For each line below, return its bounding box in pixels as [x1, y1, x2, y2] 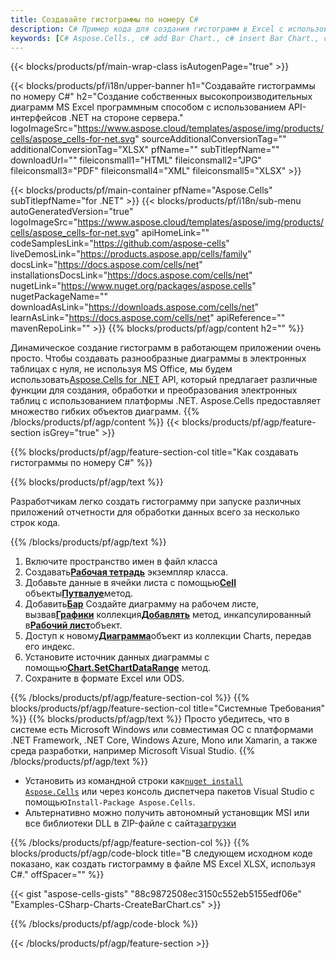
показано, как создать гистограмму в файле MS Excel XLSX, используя [10, 858, 316, 870]
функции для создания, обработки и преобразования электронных [10, 384, 298, 396]
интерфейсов [10, 112, 67, 124]
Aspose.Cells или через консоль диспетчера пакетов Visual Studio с [24, 786, 315, 798]
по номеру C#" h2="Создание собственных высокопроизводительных [10, 91, 313, 103]
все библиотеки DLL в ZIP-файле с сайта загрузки [24, 817, 237, 830]
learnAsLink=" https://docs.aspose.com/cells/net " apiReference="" [10, 312, 286, 324]
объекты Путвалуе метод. [24, 587, 134, 600]
